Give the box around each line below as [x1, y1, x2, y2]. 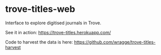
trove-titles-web [5, 3, 75, 15]
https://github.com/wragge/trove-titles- [74, 39, 156, 45]
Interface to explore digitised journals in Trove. [5, 20, 101, 26]
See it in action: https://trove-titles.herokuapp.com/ [5, 29, 111, 35]
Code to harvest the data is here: [5, 39, 73, 45]
